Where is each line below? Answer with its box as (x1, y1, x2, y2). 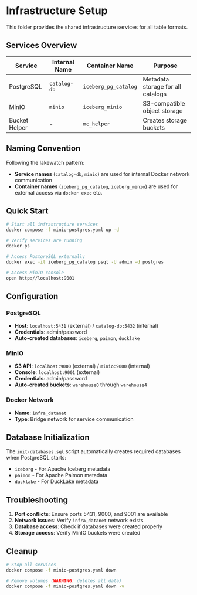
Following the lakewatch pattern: (6, 159, 85, 166)
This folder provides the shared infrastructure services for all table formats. (6, 23, 188, 30)
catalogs (142, 90, 167, 98)
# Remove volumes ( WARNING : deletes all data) (6, 577, 122, 584)
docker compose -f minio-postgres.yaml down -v (6, 583, 125, 589)
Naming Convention (6, 144, 81, 154)
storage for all (142, 82, 181, 90)
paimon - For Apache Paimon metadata (14, 472, 107, 479)
